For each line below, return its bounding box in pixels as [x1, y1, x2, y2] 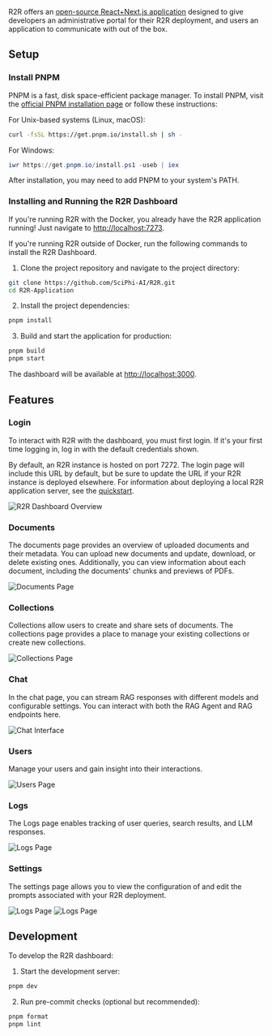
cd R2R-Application [8, 286, 74, 295]
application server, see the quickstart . [8, 486, 135, 495]
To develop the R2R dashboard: [8, 951, 113, 960]
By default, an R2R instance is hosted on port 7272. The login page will [8, 460, 245, 469]
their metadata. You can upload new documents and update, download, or [8, 549, 257, 559]
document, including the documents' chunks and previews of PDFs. [8, 566, 235, 576]
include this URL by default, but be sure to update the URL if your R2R [8, 468, 241, 478]
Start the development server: [19, 966, 121, 977]
